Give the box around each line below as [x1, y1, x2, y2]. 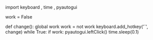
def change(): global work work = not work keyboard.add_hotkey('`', [5, 23, 148, 29]
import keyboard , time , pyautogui [5, 4, 77, 10]
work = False [5, 14, 33, 19]
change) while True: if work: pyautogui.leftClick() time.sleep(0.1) [5, 29, 139, 34]
